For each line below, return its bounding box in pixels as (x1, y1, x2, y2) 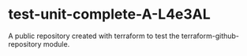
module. (43, 39, 70, 48)
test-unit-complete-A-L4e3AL (8, 5, 211, 23)
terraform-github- (181, 31, 239, 40)
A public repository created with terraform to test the (8, 31, 180, 40)
